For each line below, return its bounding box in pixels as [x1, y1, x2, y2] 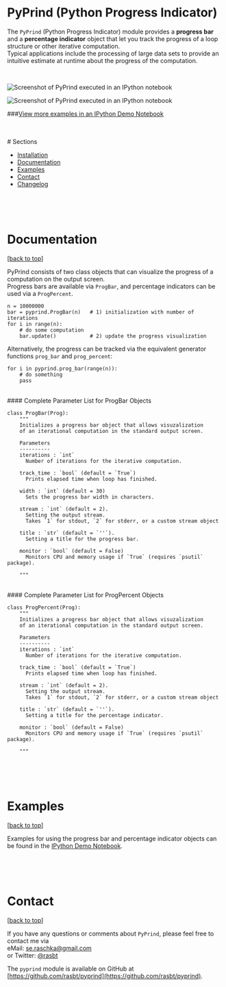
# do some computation [19, 327, 84, 334]
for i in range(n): [7, 321, 63, 327]
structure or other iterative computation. [7, 42, 121, 50]
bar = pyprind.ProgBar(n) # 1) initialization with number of [7, 308, 194, 316]
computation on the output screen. [7, 275, 105, 283]
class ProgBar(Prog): [7, 410, 69, 416]
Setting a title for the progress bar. [25, 536, 139, 542]
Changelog [16, 179, 49, 188]
